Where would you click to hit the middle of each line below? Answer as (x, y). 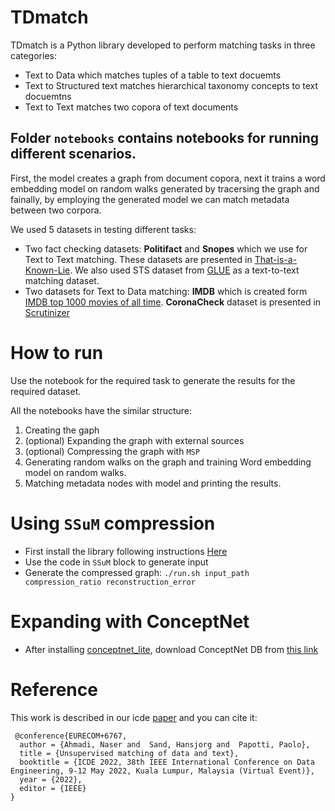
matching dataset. (62, 280)
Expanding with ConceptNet (130, 621)
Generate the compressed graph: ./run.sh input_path (137, 572)
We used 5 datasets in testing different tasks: (103, 229)
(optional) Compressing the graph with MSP (112, 451)
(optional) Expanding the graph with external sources (134, 440)
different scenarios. (73, 154)
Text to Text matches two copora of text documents (131, 107)
